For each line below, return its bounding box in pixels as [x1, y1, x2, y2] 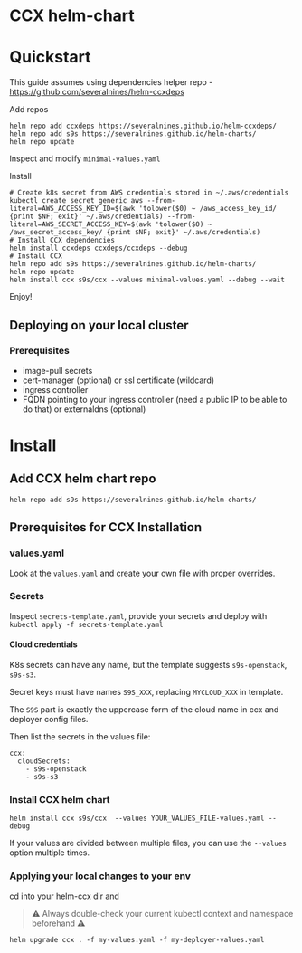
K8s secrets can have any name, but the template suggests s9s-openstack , [9, 660, 288, 670]
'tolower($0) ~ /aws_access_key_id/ [138, 205, 278, 214]
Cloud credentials [9, 639, 79, 650]
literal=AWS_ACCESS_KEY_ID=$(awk [9, 205, 136, 214]
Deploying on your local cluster [9, 318, 189, 333]
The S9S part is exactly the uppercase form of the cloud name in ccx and [9, 704, 279, 715]
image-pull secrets [22, 365, 93, 376]
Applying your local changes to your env [9, 870, 192, 882]
